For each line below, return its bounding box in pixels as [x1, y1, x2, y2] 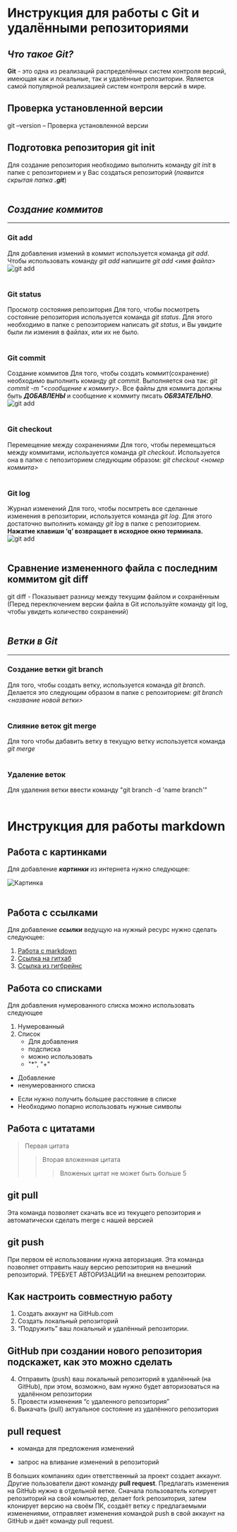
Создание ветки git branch [7, 664, 104, 674]
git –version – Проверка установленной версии [7, 121, 149, 129]
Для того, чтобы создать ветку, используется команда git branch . [7, 681, 206, 689]
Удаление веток [7, 770, 66, 780]
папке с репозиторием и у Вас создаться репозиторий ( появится [7, 168, 205, 176]
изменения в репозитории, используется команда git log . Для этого [7, 512, 213, 520]
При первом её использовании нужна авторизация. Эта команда [7, 1255, 205, 1264]
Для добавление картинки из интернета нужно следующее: [7, 865, 190, 873]
